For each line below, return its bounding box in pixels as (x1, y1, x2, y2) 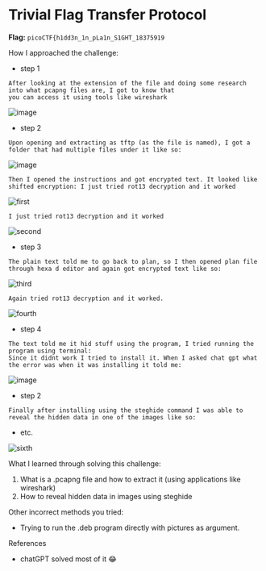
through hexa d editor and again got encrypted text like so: (8, 265, 222, 273)
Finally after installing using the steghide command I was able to (8, 406, 243, 415)
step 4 (19, 324, 42, 334)
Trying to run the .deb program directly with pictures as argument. (19, 523, 240, 532)
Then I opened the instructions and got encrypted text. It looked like (8, 175, 258, 183)
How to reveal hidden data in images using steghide (19, 491, 193, 501)
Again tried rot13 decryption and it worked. (8, 294, 164, 302)
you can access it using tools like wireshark (8, 93, 168, 102)
